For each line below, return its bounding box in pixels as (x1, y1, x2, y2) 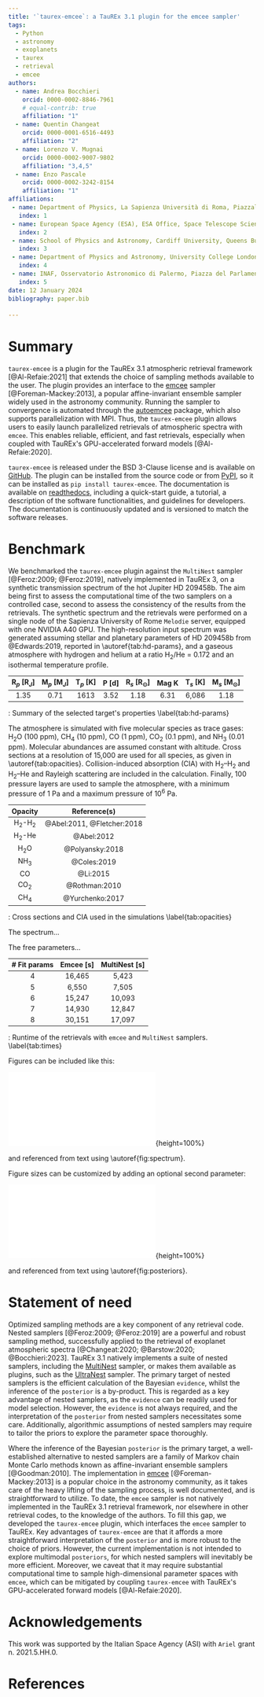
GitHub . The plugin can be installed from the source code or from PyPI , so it (8, 471, 254, 480)
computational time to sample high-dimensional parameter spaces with (8, 1569, 238, 1578)
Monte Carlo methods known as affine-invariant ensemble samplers (8, 1460, 228, 1470)
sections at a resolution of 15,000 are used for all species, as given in (8, 750, 232, 760)
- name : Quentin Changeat (15, 120, 101, 129)
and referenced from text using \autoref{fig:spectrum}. (8, 1153, 186, 1163)
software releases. (8, 513, 68, 522)
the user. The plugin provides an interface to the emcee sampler (8, 381, 216, 390)
